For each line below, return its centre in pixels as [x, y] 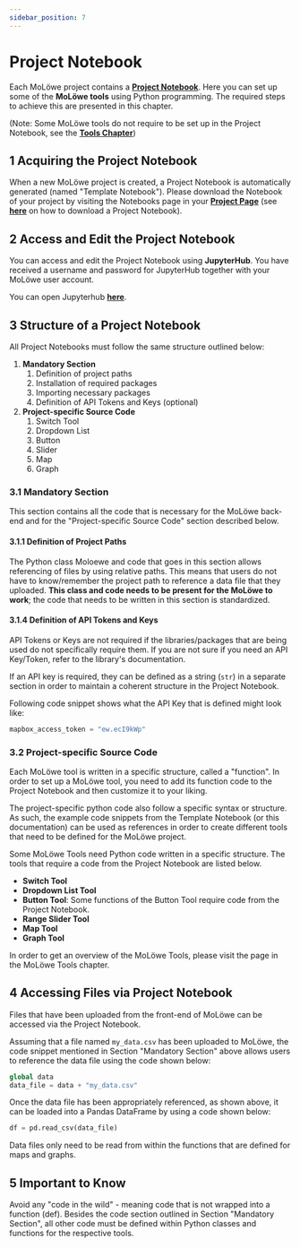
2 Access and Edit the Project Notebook [122, 239]
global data [31, 1077]
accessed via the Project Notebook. [75, 1024]
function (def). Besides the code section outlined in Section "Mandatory [142, 1214]
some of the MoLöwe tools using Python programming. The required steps [147, 96]
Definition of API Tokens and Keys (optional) [117, 402]
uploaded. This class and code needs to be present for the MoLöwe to [141, 590]
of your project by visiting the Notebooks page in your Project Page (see [143, 202]
